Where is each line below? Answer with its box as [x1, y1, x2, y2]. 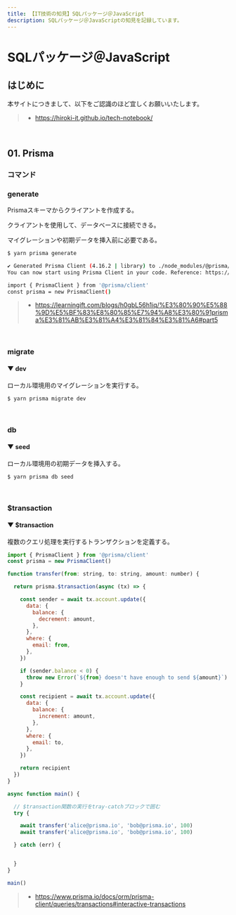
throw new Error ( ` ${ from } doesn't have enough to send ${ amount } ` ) [25, 674, 228, 681]
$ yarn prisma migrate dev [7, 395, 86, 402]
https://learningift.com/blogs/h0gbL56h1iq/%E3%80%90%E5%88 [34, 301, 228, 309]
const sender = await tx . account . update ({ [20, 596, 146, 603]
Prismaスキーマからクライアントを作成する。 [7, 206, 138, 214]
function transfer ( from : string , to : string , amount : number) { [7, 571, 199, 578]
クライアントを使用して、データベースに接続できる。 [7, 221, 160, 229]
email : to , [32, 739, 65, 746]
